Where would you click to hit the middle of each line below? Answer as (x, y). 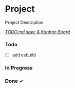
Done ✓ (14, 81)
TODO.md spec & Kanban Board (37, 32)
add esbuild (24, 55)
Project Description (24, 22)
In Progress (19, 68)
